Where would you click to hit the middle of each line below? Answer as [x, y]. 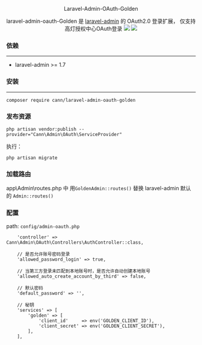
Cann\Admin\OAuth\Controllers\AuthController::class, [75, 243]
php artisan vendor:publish [41, 129]
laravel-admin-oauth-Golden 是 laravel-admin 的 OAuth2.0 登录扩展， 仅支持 [101, 21]
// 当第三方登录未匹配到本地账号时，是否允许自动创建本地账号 [84, 271]
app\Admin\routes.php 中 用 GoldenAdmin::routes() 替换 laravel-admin [93, 188]
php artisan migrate [32, 158]
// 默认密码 [30, 288]
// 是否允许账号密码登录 [44, 254]
